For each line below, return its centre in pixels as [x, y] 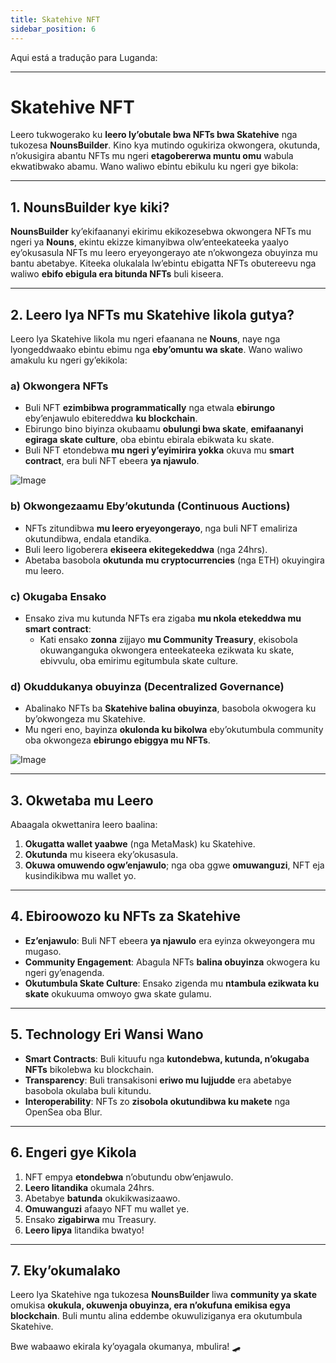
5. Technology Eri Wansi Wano [107, 1034]
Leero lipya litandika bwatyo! [84, 1230]
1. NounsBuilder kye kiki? [90, 207]
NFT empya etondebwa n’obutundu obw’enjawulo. [129, 1177]
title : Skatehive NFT [55, 19]
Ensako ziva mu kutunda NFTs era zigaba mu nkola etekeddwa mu [163, 618]
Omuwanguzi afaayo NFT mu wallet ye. [107, 1208]
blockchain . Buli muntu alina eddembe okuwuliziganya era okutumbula [156, 1316]
